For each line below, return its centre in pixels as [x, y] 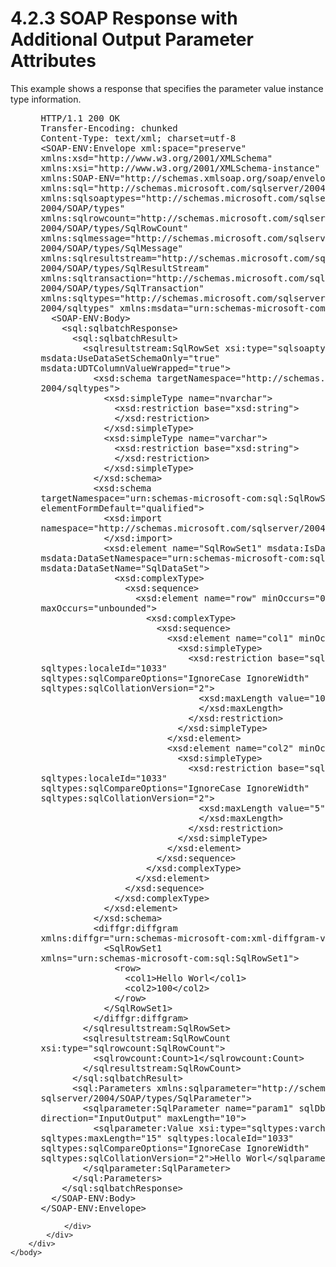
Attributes [53, 61]
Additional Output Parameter [132, 39]
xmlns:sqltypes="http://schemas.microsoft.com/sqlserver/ [186, 298]
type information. [46, 99]
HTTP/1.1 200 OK [80, 118]
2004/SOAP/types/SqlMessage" [112, 248]
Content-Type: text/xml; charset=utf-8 [138, 138]
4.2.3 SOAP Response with [124, 18]
